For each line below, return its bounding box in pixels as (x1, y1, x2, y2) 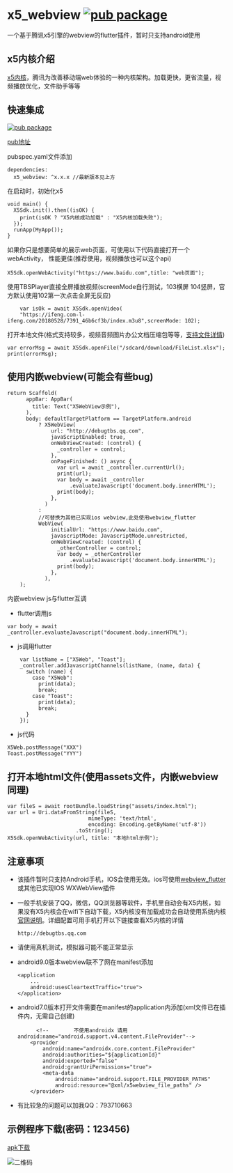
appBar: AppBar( (25, 396, 73, 403)
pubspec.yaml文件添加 (7, 152, 72, 160)
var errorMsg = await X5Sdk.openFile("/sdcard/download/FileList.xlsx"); (7, 344, 226, 351)
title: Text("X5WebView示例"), (32, 403, 121, 410)
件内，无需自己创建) (17, 1012, 75, 1020)
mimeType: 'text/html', (88, 815, 157, 822)
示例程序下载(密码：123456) (7, 1124, 130, 1135)
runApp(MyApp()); (13, 226, 64, 233)
